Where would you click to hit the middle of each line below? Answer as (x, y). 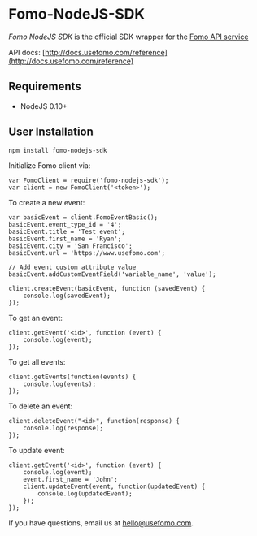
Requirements (45, 86)
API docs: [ (27, 52)
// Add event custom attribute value (72, 267)
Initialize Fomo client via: (50, 165)
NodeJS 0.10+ (44, 106)
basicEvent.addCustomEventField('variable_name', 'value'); (113, 274)
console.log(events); (59, 384)
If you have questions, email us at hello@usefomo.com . (101, 523)
